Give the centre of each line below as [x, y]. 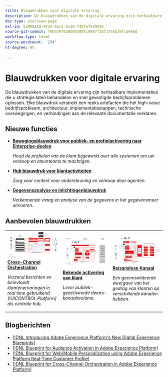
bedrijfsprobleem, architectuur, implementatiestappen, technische [73, 108]
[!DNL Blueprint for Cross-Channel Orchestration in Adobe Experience [85, 364]
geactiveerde [76, 292]
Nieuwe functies [31, 129]
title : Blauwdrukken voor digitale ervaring [52, 10]
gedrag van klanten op [136, 288]
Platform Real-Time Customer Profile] [51, 358]
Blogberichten [28, 325]
